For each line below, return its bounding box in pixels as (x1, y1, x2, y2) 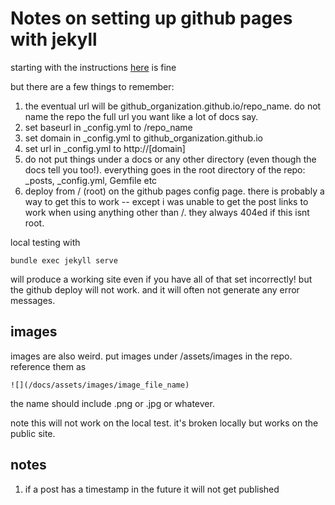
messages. (10, 294, 56, 306)
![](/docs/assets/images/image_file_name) (10, 380, 190, 390)
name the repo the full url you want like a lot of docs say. (24, 110, 259, 122)
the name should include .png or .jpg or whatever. (10, 397, 215, 409)
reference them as (10, 360, 87, 372)
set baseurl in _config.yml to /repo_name (24, 121, 193, 133)
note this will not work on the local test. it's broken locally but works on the (10, 417, 319, 429)
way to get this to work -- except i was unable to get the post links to (24, 195, 309, 207)
